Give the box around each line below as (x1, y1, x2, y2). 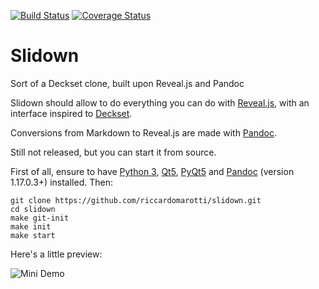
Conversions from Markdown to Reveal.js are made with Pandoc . (10, 126, 277, 139)
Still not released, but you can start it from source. (10, 146, 217, 158)
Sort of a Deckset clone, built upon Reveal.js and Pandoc (10, 77, 245, 89)
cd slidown (10, 204, 56, 214)
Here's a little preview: (10, 248, 103, 260)
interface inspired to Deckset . (10, 107, 133, 119)
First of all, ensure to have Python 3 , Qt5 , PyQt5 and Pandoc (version (10, 165, 295, 177)
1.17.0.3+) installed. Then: (10, 176, 113, 188)
